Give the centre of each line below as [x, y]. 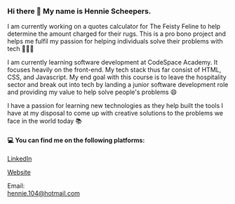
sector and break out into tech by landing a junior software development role [118, 85]
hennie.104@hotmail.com [44, 193]
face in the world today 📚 [45, 121]
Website [19, 172]
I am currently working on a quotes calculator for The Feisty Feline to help [114, 27]
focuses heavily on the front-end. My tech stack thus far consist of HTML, [114, 70]
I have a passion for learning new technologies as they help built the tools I [115, 106]
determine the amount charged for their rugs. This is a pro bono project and [117, 34]
